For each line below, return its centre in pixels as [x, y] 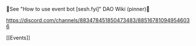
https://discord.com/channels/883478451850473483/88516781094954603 [98, 20]
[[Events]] [18, 38]
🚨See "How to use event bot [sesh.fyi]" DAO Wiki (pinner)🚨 [78, 9]
